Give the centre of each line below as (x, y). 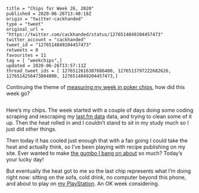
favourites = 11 (26, 55)
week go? (18, 93)
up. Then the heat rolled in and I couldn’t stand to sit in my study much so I (97, 123)
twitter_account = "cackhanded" (46, 40)
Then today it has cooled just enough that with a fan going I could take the (97, 140)
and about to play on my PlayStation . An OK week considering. (83, 183)
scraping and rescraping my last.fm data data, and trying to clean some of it (99, 116)
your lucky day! (25, 159)
